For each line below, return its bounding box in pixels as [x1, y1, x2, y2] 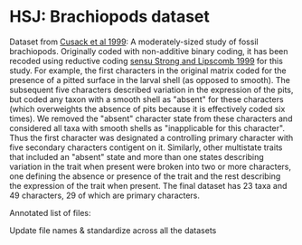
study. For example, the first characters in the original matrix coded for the [9, 65, 287, 76]
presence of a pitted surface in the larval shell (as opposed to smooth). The [9, 74, 291, 85]
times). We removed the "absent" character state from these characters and [9, 113, 293, 124]
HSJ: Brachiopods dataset [9, 6, 211, 27]
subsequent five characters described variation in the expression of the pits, [9, 84, 294, 95]
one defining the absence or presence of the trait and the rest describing [9, 170, 281, 182]
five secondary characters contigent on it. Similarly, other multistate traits [9, 142, 283, 153]
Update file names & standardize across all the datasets [9, 224, 217, 236]
